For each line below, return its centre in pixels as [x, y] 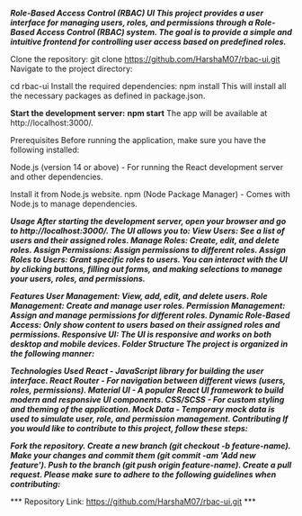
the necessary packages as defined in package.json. [108, 95]
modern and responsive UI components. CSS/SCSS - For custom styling [147, 399]
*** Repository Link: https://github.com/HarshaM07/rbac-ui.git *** [133, 502]
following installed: [45, 149]
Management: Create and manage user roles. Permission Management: [148, 306]
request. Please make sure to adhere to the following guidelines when [143, 475]
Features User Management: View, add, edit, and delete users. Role [139, 296]
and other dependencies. [57, 177]
